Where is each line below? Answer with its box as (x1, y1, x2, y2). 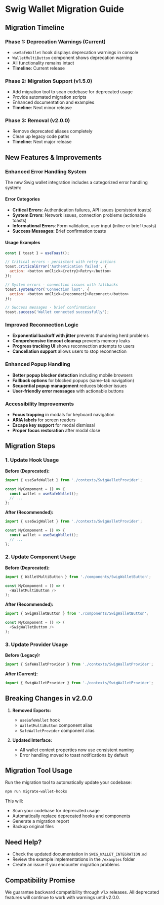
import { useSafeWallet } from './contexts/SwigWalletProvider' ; (5, 477, 142, 482)
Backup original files (12, 824, 54, 830)
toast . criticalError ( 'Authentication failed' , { (5, 264, 107, 269)
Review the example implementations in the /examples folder (12, 856, 135, 862)
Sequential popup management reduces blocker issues (12, 383, 127, 388)
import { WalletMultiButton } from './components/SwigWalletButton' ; (5, 574, 152, 579)
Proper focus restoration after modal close (12, 428, 101, 434)
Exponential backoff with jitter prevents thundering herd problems (12, 332, 149, 338)
